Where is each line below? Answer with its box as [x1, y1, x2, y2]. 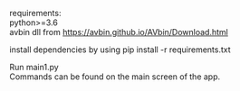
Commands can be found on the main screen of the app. [9, 71, 221, 82]
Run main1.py [9, 62, 59, 72]
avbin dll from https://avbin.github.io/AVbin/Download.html [9, 27, 228, 37]
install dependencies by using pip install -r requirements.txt [9, 44, 231, 55]
